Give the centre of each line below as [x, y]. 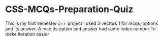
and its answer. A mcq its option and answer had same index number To [80, 28]
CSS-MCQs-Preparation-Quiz [69, 9]
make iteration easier [27, 34]
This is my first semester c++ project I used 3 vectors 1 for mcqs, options [82, 23]
